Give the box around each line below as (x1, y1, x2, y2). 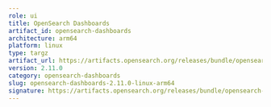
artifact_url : (8, 57, 56, 65)
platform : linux (8, 42, 63, 50)
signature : (8, 86, 45, 95)
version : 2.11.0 (8, 64, 63, 72)
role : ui (8, 11, 38, 20)
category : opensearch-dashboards (8, 72, 121, 80)
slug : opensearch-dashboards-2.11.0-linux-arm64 (8, 79, 175, 87)
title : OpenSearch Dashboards (8, 19, 110, 27)
